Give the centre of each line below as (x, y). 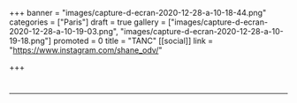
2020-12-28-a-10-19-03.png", (64, 31)
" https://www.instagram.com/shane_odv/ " (86, 50)
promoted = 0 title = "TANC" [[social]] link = (133, 40)
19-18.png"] (30, 40)
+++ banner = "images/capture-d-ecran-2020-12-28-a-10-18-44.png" (138, 13)
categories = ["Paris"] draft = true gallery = (88, 22)
